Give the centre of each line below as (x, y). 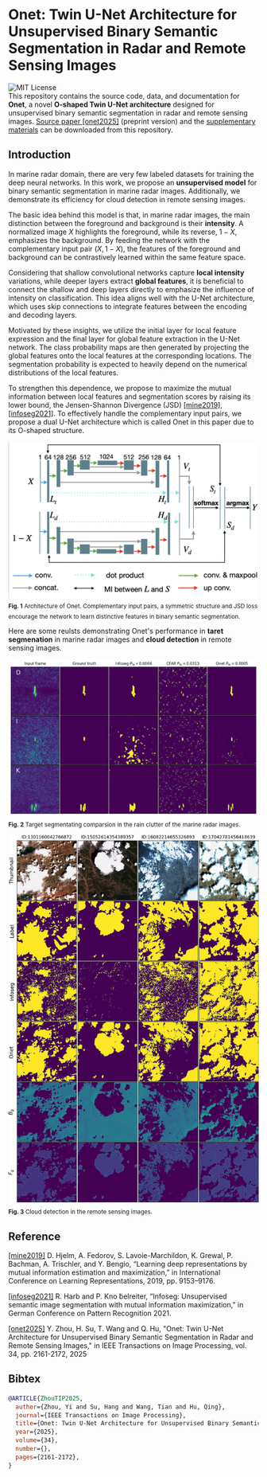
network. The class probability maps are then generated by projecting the (129, 347)
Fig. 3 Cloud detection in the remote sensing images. (80, 1212)
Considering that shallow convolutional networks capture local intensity (126, 272)
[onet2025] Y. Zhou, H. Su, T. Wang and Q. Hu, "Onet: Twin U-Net (116, 1329)
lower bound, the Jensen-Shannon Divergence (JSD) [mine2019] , (115, 404)
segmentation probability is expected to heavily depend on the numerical (128, 364)
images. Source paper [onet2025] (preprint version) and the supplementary (132, 121)
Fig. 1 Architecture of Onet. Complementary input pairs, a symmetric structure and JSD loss (133, 606)
